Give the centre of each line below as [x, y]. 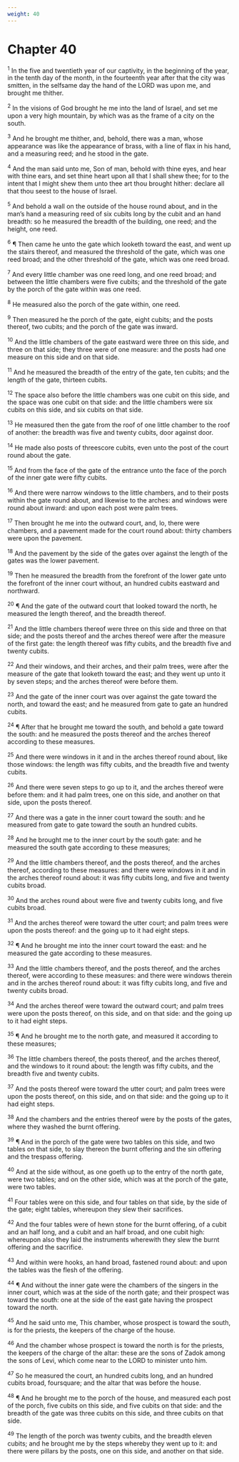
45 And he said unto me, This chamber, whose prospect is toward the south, [119, 1322]
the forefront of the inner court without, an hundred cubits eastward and [113, 583]
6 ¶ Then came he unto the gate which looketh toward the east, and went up [119, 243]
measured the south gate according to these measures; [89, 847]
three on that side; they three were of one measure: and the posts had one [117, 350]
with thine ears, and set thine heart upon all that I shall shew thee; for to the [118, 176]
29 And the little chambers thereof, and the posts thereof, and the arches [114, 862]
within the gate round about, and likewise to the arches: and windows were [117, 500]
